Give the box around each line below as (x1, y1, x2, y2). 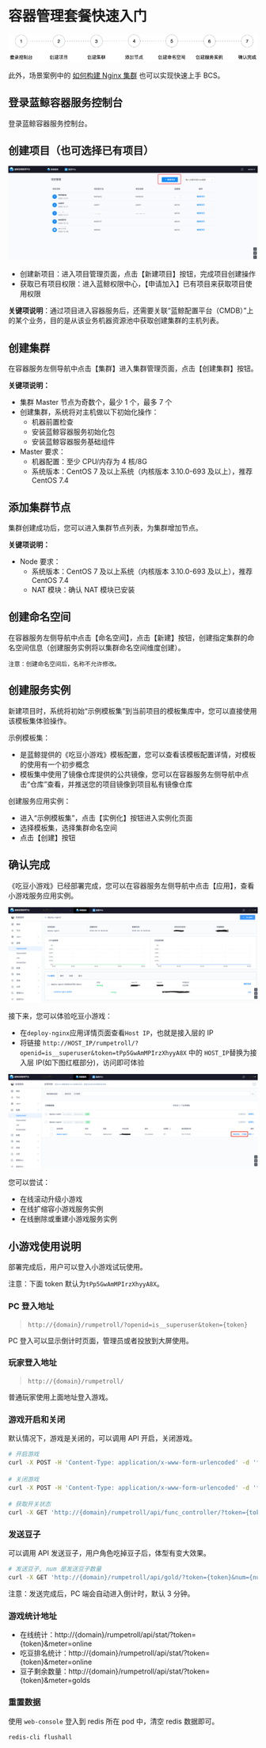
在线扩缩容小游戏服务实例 (19, 1205, 104, 1214)
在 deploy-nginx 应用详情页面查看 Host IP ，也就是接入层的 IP (19, 1028, 214, 1038)
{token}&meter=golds (19, 1676, 91, 1685)
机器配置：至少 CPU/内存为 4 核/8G (31, 457, 148, 467)
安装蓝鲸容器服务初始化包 (31, 427, 116, 436)
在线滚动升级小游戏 (19, 1194, 83, 1204)
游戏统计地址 (8, 1611, 58, 1622)
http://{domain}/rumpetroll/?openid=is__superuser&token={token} (27, 1320, 248, 1329)
